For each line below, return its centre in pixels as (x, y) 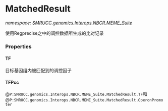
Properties (18, 46)
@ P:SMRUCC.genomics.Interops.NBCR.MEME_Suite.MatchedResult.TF (74, 94)
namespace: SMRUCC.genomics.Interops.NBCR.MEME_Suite (69, 23)
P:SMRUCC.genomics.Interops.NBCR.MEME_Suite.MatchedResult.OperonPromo (86, 100)
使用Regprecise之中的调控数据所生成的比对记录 (55, 33)
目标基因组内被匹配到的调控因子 (38, 71)
